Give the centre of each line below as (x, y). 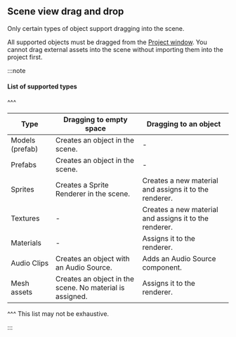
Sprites (22, 190)
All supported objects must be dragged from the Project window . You (107, 42)
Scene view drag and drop (66, 12)
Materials (26, 243)
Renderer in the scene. (93, 194)
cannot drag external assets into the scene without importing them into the (115, 49)
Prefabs (24, 165)
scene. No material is (90, 288)
